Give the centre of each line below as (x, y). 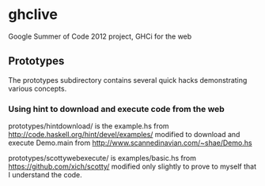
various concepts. (38, 88)
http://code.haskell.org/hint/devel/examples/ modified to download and (124, 135)
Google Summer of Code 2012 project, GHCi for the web (100, 36)
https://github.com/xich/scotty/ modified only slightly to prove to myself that (132, 166)
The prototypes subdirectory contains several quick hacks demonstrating (128, 80)
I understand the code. (45, 175)
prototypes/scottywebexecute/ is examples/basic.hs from (102, 158)
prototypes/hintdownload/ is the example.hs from (89, 126)
